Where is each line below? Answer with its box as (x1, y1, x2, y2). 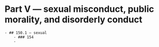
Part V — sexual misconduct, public (4, 3, 155, 15)
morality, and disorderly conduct (4, 14, 143, 25)
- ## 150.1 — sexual (4, 30, 48, 35)
